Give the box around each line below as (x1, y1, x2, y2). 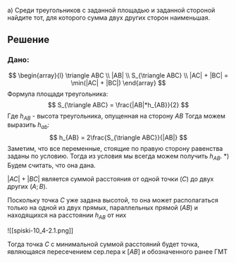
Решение (7, 34, 50, 46)
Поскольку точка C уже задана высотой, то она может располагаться (7, 196, 218, 204)
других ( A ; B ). (7, 183, 48, 191)
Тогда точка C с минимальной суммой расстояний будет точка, (7, 240, 199, 248)
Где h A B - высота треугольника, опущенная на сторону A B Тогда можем (7, 111, 225, 122)
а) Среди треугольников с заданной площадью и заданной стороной (7, 6, 216, 14)
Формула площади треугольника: (7, 90, 108, 98)
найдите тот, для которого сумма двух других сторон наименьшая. (7, 13, 210, 22)
